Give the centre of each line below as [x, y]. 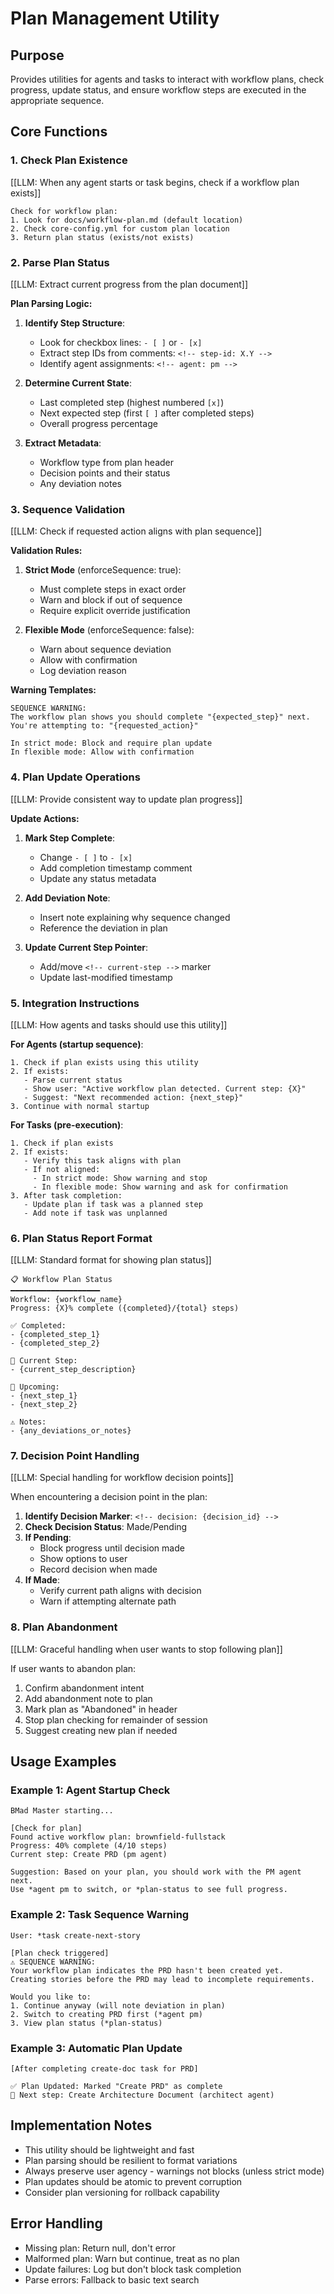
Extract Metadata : [63, 443]
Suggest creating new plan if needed [101, 1730]
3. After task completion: [66, 1195]
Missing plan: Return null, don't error [100, 2248]
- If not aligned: [62, 1169]
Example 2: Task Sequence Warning [100, 1915]
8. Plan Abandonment [64, 1627]
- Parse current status [73, 1080]
